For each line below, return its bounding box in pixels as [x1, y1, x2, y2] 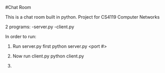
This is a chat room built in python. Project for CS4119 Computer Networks [5, 14, 160, 20]
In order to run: [5, 34, 36, 39]
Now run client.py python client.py [12, 53, 84, 59]
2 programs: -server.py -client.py [5, 24, 75, 30]
